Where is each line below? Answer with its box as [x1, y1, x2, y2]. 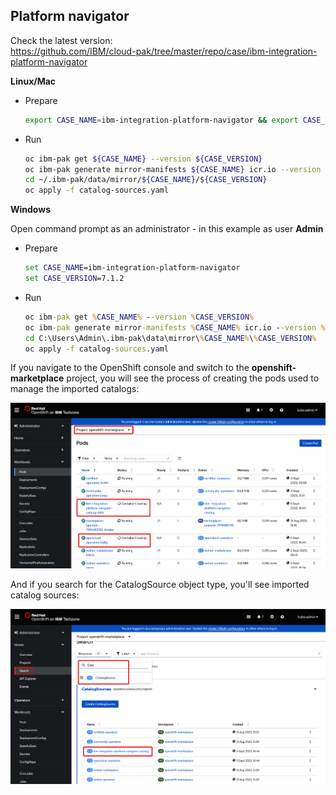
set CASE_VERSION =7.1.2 [24, 274, 125, 284]
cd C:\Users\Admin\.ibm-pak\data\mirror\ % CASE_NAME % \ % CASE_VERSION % [24, 333, 317, 343]
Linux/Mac [10, 75, 57, 87]
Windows [10, 204, 51, 216]
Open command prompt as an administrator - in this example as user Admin [10, 223, 324, 235]
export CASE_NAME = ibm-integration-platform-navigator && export [24, 115, 299, 125]
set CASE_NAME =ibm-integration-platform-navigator [24, 263, 241, 273]
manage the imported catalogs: [10, 383, 140, 395]
